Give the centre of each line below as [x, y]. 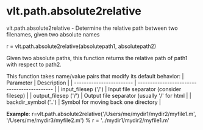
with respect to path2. [34, 64]
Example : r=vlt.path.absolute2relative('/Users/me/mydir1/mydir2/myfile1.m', [101, 114]
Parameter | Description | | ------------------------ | [71, 83]
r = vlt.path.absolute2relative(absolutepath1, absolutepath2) [81, 46]
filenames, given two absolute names [53, 34]
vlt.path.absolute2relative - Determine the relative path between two [92, 28]
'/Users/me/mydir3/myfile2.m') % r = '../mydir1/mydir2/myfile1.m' [88, 120]
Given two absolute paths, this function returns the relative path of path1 [97, 58]
